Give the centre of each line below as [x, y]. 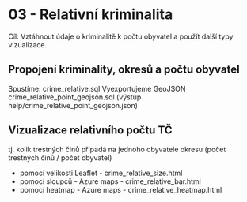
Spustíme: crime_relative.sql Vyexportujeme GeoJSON [97, 88]
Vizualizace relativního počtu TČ [90, 131]
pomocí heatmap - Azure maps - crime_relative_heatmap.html [121, 189]
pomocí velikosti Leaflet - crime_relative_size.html [101, 173]
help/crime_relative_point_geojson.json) [73, 105]
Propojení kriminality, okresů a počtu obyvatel [124, 70]
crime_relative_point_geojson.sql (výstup [75, 97]
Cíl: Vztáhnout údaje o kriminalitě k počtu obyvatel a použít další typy [121, 36]
